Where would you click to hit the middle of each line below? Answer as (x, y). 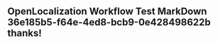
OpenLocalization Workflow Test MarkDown (107, 12)
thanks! (25, 33)
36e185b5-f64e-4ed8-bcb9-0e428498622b (109, 23)
